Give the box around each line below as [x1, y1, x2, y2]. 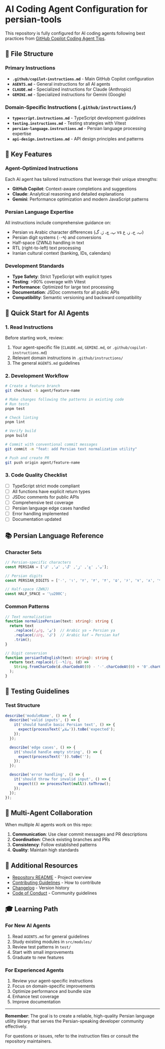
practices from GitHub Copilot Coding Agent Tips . [5, 35, 106, 41]
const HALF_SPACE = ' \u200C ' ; [5, 591, 67, 597]
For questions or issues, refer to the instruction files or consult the [5, 1033, 139, 1039]
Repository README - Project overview [12, 875, 92, 880]
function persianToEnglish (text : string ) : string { [5, 655, 113, 660]
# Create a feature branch [5, 383, 60, 389]
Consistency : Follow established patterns [12, 842, 97, 848]
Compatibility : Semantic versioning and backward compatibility [12, 295, 142, 301]
